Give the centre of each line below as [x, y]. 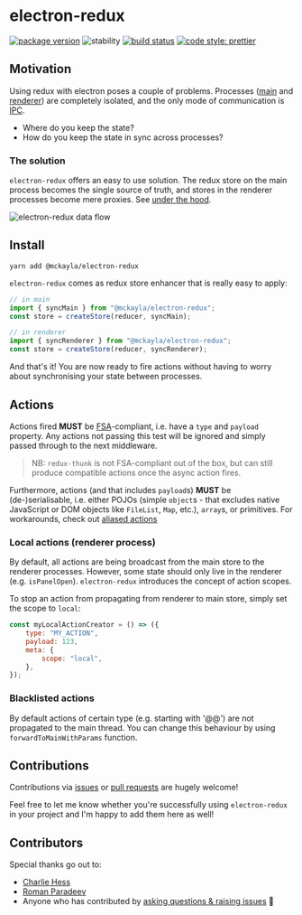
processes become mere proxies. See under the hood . [110, 200]
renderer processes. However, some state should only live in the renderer [146, 572]
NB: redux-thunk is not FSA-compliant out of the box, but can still [152, 462]
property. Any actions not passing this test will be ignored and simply [137, 435]
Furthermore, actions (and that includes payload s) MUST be [120, 490]
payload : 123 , [52, 641]
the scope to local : [45, 608]
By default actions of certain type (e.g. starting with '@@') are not [132, 718]
